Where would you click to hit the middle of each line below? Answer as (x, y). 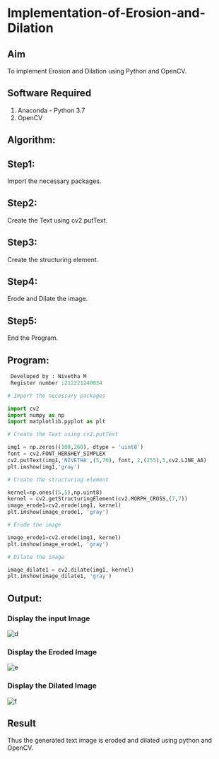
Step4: (23, 282)
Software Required (49, 93)
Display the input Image (49, 618)
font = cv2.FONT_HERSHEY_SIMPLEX (57, 454)
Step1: (21, 164)
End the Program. (33, 338)
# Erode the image (34, 525)
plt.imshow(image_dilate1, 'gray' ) (60, 576)
